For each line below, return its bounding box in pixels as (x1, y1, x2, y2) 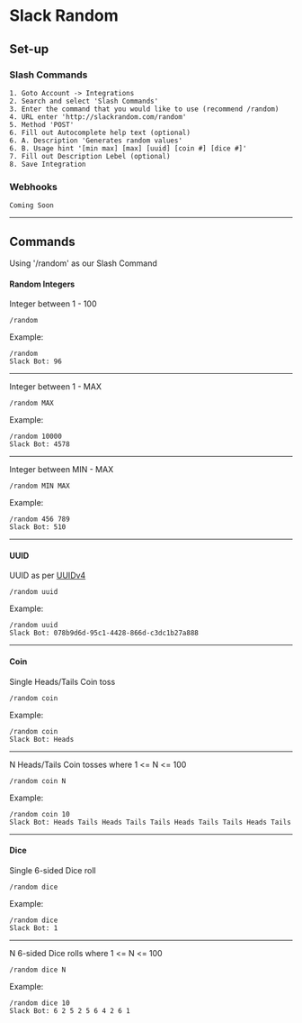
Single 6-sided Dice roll (9, 864, 96, 875)
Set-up (9, 41, 49, 57)
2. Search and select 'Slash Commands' (9, 96, 159, 105)
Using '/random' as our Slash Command (9, 258, 157, 269)
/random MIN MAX (9, 481, 70, 491)
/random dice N (9, 965, 67, 974)
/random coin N (9, 776, 67, 785)
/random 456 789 (9, 515, 70, 524)
